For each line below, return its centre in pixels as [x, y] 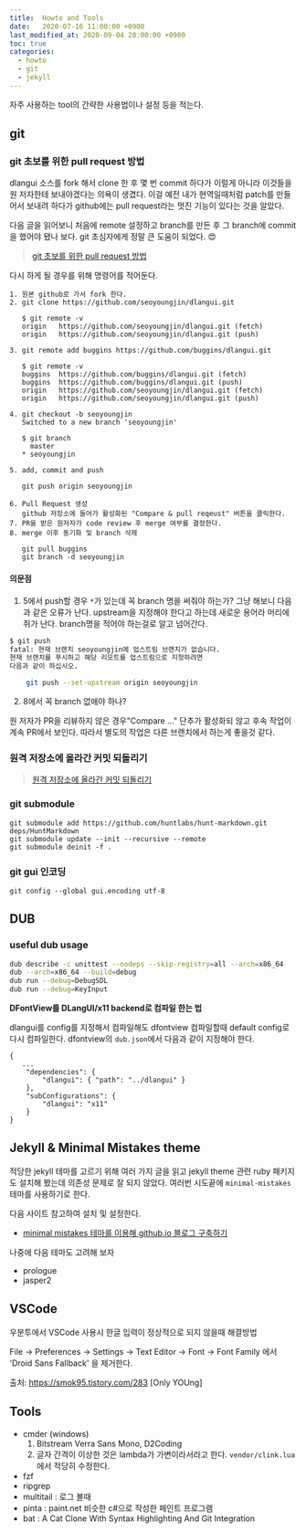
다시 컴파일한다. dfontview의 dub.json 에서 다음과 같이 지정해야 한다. [132, 1039]
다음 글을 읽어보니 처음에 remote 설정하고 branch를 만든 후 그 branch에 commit [153, 226]
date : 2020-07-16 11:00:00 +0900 [77, 26]
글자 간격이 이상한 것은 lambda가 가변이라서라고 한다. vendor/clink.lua [165, 1454]
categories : [32, 52]
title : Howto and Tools [57, 18]
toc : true [28, 43]
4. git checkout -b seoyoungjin [71, 415]
